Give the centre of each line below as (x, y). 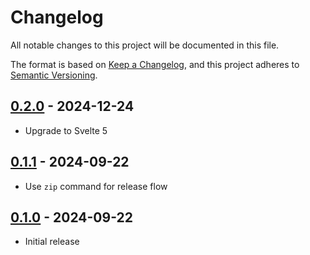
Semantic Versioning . (54, 75)
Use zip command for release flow (96, 186)
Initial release (52, 242)
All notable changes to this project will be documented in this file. (145, 45)
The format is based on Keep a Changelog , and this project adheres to (155, 64)
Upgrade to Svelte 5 (66, 130)
